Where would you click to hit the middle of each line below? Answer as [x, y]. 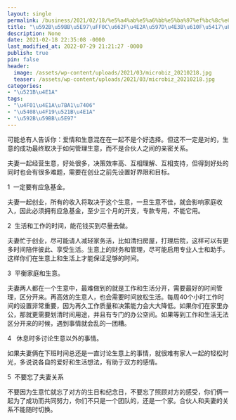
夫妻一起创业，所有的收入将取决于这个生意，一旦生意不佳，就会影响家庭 [112, 202]
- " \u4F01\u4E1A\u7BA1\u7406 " [52, 106]
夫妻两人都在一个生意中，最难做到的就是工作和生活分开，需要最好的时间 [112, 288]
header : [19, 66]
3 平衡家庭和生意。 [36, 273]
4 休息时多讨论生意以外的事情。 [55, 338]
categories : [25, 86]
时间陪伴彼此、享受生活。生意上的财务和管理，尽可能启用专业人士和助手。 [121, 249]
